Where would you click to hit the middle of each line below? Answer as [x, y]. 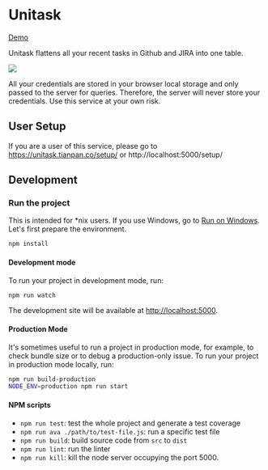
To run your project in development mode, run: [86, 280]
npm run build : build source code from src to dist [104, 440]
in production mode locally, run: [62, 364]
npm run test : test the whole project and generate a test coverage [130, 423]
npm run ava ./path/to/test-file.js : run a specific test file [120, 431]
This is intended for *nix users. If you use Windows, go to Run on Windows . [134, 221]
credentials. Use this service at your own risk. [85, 101]
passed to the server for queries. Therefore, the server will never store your [134, 92]
